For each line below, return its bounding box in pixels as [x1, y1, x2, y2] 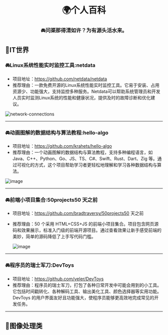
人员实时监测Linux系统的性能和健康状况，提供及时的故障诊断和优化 [12, 94, 151, 100]
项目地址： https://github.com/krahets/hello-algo [12, 143, 112, 149]
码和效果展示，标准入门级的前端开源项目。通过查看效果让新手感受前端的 [12, 227, 161, 234]
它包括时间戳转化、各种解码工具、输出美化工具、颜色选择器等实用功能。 [12, 288, 161, 294]
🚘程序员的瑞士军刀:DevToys [5, 262, 74, 269]
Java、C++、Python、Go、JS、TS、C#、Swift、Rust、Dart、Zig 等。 [12, 156, 157, 162]
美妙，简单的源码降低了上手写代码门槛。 [12, 234, 96, 240]
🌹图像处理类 [5, 322, 42, 330]
